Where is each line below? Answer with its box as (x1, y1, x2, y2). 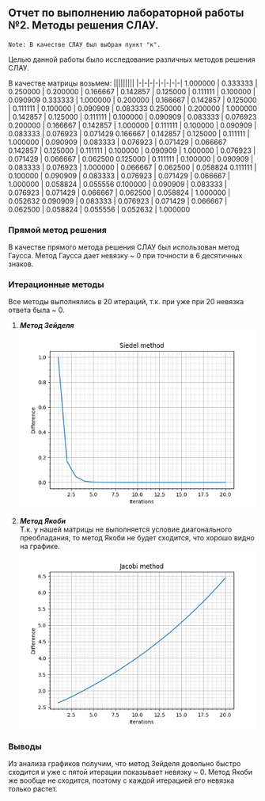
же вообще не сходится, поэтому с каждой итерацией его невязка (8, 776, 235, 785)
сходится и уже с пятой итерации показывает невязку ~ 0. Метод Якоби (8, 767, 253, 776)
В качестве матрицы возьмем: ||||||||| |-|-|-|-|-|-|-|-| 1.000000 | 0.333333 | (8, 78, 258, 88)
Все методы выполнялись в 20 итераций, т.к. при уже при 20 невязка (8, 297, 244, 307)
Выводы (8, 741, 42, 752)
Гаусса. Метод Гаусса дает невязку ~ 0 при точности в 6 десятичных (8, 251, 243, 261)
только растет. (8, 784, 58, 793)
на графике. (19, 541, 61, 551)
